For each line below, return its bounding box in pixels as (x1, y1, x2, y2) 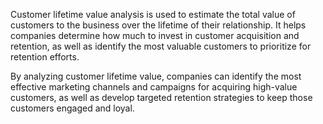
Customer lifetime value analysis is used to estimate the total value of (10, 9, 296, 20)
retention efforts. (10, 51, 80, 63)
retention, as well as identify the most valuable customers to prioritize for (10, 40, 312, 52)
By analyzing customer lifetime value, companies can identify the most (10, 70, 302, 82)
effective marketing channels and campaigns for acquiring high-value (10, 81, 298, 93)
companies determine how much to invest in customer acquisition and (10, 30, 300, 41)
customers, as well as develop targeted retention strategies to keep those (10, 92, 313, 103)
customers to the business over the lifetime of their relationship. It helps (10, 19, 307, 31)
